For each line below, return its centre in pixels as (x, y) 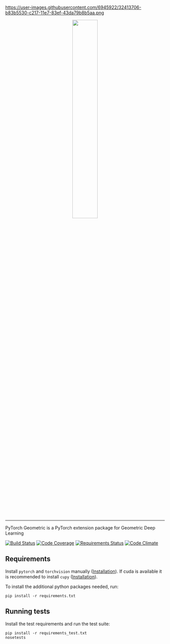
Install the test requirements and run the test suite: (58, 624)
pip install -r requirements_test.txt (46, 633)
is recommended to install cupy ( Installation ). (51, 576)
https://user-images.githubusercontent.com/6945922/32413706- (73, 7)
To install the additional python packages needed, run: (62, 587)
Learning (15, 533)
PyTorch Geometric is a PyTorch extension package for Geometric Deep (80, 528)
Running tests (28, 612)
